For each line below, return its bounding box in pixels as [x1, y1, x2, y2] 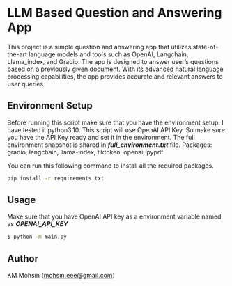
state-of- [192, 42, 219, 51]
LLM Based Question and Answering [7, 5, 222, 21]
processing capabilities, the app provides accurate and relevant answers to [7, 72, 223, 81]
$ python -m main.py [7, 233, 68, 241]
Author [7, 253, 38, 264]
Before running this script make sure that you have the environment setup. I [7, 118, 224, 127]
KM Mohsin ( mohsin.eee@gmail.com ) [7, 271, 115, 280]
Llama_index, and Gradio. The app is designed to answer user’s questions [7, 57, 219, 65]
